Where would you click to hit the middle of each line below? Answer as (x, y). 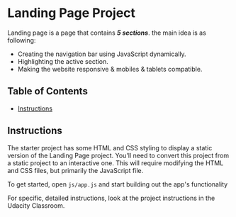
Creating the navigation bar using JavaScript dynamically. (102, 54)
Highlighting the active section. (63, 61)
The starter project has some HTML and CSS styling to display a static (110, 148)
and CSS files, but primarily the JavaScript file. (75, 170)
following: (22, 40)
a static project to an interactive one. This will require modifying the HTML (116, 163)
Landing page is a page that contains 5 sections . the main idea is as (107, 33)
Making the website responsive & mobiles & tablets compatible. (110, 69)
